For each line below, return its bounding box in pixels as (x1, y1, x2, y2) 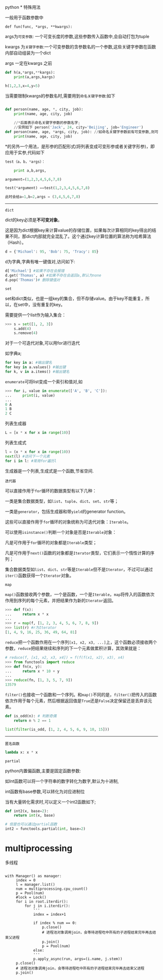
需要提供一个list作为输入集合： (5, 312, 66, 318)
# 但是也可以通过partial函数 (5, 822, 57, 827)
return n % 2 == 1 (14, 718, 51, 723)
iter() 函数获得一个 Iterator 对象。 (5, 572, 74, 578)
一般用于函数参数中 (5, 15, 44, 20)
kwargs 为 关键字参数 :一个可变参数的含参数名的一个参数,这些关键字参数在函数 (5, 44, 156, 50)
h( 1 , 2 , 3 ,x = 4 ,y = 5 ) (5, 83, 40, 88)
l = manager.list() (16, 882, 55, 887)
